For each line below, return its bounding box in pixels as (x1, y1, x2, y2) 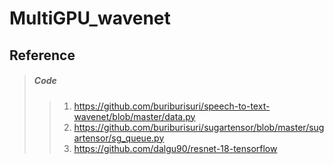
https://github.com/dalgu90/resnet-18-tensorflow (73, 142, 278, 154)
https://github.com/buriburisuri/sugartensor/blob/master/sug (73, 121, 325, 133)
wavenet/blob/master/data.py (73, 110, 196, 122)
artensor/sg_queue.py (73, 132, 165, 144)
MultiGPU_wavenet (9, 7, 171, 30)
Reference (9, 47, 76, 64)
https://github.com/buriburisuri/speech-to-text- (73, 100, 271, 112)
